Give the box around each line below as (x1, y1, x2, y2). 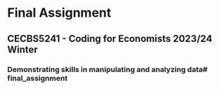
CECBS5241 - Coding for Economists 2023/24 (7, 33, 213, 45)
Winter (7, 43, 39, 55)
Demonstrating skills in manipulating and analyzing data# (7, 64, 208, 74)
